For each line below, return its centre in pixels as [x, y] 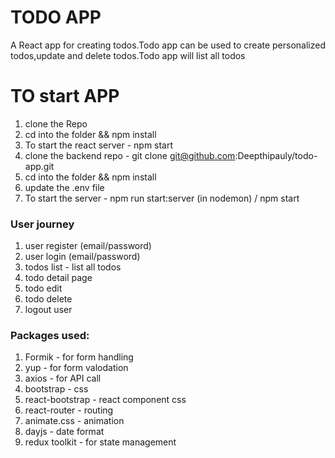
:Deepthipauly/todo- [276, 155]
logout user [48, 310]
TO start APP [65, 96]
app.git [39, 166]
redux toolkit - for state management [100, 442]
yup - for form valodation [76, 368]
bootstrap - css [56, 389]
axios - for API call [63, 378]
